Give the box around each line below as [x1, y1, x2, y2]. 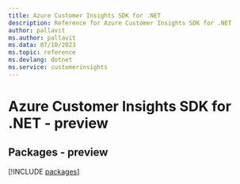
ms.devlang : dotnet [8, 56, 73, 64]
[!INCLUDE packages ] [8, 167, 80, 176]
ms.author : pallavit [8, 33, 77, 42]
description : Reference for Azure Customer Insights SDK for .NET [8, 19, 232, 27]
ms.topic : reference [8, 48, 77, 56]
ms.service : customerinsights [8, 63, 109, 71]
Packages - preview [8, 146, 109, 159]
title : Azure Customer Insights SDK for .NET [8, 11, 161, 20]
